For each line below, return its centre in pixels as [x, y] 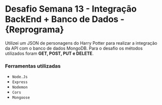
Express [20, 82]
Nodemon [20, 87]
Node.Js [20, 77]
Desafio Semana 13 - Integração [71, 9]
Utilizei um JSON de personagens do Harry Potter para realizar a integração [81, 43]
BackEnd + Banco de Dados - [65, 19]
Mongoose [21, 98]
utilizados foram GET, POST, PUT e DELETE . [49, 53]
